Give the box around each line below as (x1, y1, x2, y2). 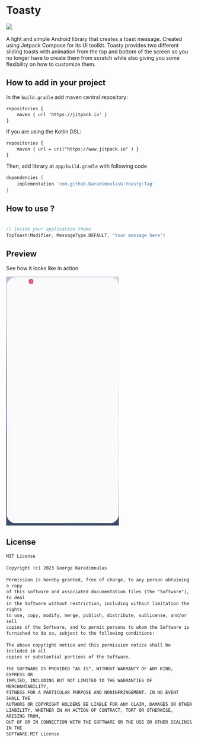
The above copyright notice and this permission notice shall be (6, 642, 171, 648)
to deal (6, 595, 25, 601)
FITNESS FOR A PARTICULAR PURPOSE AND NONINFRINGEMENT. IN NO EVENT (6, 690, 179, 696)
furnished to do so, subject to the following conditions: (6, 631, 155, 637)
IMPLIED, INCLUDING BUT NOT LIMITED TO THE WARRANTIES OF (6, 678, 152, 684)
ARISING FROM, (6, 714, 41, 719)
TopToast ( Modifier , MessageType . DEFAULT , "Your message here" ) (6, 232, 166, 238)
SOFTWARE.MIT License (6, 731, 60, 737)
